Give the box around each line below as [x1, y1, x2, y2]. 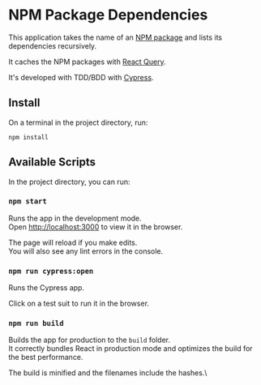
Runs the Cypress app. [8, 283, 85, 293]
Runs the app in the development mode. [8, 213, 142, 223]
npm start [8, 197, 47, 206]
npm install [8, 133, 49, 141]
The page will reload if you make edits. [8, 237, 138, 247]
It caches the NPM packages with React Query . [8, 57, 166, 66]
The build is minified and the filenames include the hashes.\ [8, 368, 208, 378]
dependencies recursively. [8, 41, 97, 50]
